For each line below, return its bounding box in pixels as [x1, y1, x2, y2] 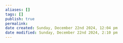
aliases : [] [5, 7, 30, 12]
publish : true [5, 16, 35, 21]
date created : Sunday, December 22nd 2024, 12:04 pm [5, 26, 118, 31]
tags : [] [5, 12, 24, 17]
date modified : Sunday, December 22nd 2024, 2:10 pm [5, 30, 118, 35]
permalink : [5, 21, 28, 26]
